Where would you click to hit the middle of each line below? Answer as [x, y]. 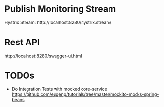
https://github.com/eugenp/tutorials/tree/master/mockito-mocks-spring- [85, 94]
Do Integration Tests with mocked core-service [59, 89]
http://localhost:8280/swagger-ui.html [43, 56]
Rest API [22, 42]
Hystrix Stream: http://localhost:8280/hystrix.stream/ [58, 22]
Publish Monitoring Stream [60, 9]
